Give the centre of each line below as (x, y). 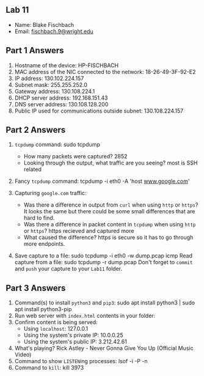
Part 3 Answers (36, 288)
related (33, 169)
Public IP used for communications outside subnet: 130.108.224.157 (99, 111)
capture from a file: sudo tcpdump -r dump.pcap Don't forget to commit (104, 262)
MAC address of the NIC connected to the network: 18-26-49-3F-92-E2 (105, 72)
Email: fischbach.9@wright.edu (54, 31)
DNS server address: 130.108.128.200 (61, 104)
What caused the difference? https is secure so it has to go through (108, 237)
